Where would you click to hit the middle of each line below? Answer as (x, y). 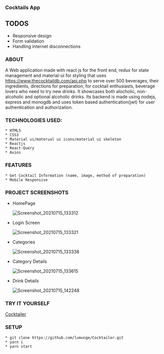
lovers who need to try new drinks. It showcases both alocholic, (71, 91)
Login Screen (26, 222)
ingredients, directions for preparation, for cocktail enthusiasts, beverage (80, 86)
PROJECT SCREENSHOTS (37, 192)
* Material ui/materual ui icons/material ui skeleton (63, 139)
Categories (24, 242)
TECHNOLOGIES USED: (34, 120)
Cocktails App (23, 7)
